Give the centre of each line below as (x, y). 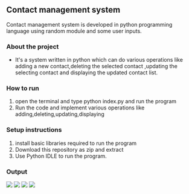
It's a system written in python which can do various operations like (99, 60)
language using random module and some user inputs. (74, 31)
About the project (33, 47)
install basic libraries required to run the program (76, 143)
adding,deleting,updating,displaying (59, 114)
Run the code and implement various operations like (80, 108)
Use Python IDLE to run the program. (61, 156)
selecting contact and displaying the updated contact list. (86, 73)
